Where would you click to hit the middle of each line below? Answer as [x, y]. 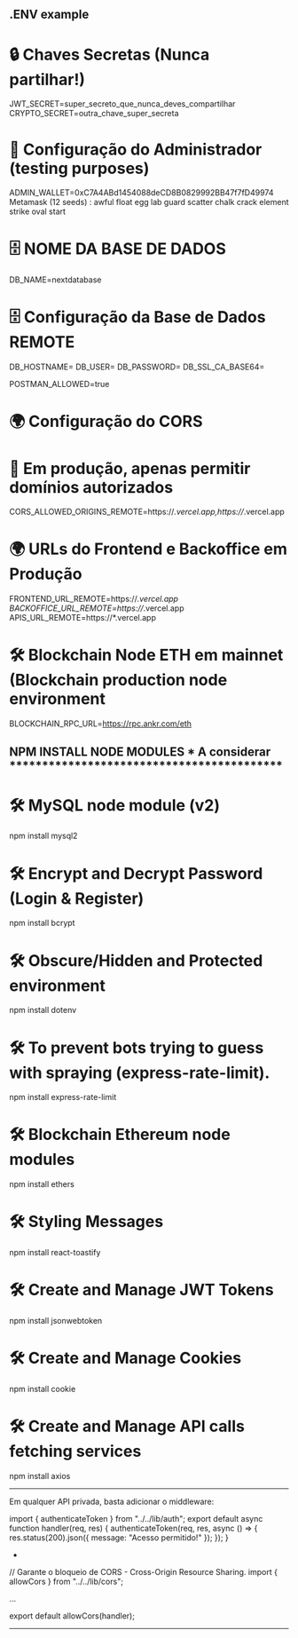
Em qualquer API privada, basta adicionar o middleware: [112, 1501]
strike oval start [38, 211]
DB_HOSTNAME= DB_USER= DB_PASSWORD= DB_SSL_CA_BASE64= [137, 367]
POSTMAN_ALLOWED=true [59, 384]
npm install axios [40, 1476]
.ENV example [49, 15]
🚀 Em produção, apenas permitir [130, 468]
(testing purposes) [79, 168]
